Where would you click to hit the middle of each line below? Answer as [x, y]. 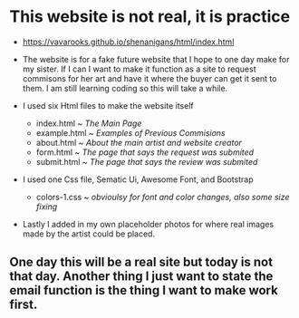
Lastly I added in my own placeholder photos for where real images [148, 224]
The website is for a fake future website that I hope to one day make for [156, 59]
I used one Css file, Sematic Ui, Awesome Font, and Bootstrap [138, 179]
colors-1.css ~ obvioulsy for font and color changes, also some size [163, 197]
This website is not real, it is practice [150, 17]
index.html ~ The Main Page [89, 123]
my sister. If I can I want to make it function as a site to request [139, 69]
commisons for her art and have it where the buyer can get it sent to [149, 78]
